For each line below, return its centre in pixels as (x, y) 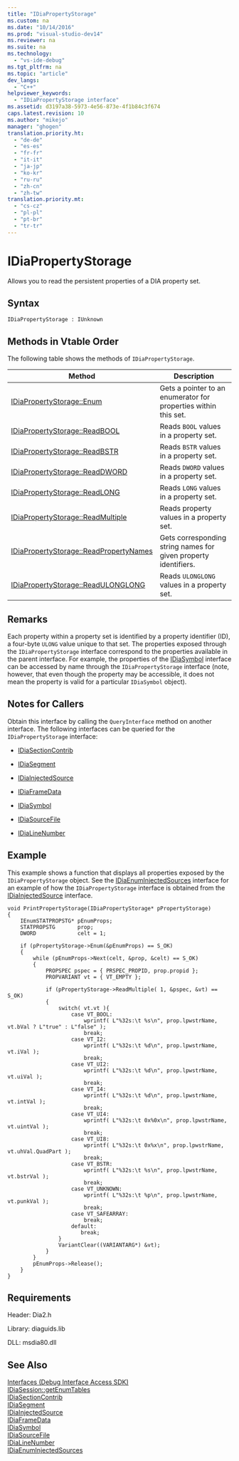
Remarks (28, 619)
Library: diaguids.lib (36, 1329)
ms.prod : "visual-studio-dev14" (55, 34)
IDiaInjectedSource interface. (50, 895)
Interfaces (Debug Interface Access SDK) (68, 1382)
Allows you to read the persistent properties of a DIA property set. (104, 281)
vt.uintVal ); (28, 1126)
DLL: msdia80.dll (32, 1343)
